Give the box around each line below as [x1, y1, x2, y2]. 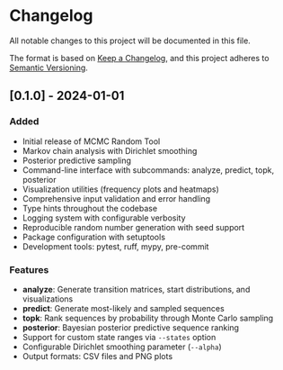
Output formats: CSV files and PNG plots [22, 350, 173, 361]
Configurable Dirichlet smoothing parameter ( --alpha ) [22, 341, 222, 352]
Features [9, 263, 49, 275]
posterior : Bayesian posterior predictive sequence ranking [22, 321, 240, 333]
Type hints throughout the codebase [22, 203, 158, 213]
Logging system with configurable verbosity [22, 212, 186, 223]
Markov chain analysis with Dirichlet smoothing [22, 145, 198, 156]
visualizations [22, 293, 74, 304]
